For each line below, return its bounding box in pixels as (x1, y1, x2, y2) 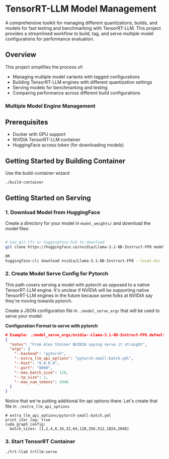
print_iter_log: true (5, 418, 51, 423)
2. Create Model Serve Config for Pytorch (5, 270, 109, 277)
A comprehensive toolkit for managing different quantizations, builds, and (5, 20, 157, 26)
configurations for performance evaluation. (5, 36, 95, 42)
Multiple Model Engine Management (5, 102, 96, 109)
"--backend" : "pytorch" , (14, 351, 66, 356)
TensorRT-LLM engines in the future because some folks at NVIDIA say (5, 292, 153, 298)
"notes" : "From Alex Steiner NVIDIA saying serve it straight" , (10, 342, 147, 347)
